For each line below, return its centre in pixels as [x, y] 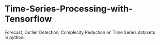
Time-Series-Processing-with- [69, 9]
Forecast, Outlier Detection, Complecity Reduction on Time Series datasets [80, 32]
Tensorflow [28, 19]
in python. [15, 37]
